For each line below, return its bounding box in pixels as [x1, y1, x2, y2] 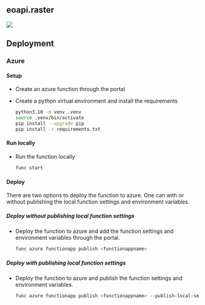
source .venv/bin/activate [15, 115, 84, 121]
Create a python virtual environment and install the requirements [15, 97, 178, 105]
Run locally [6, 139, 35, 147]
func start [15, 165, 43, 171]
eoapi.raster [6, 5, 54, 15]
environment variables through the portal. [15, 234, 121, 241]
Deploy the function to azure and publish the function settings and [15, 274, 182, 282]
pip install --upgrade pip [15, 120, 84, 127]
